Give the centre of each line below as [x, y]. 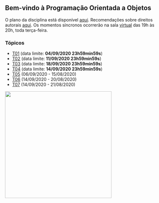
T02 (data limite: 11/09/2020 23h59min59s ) [57, 59]
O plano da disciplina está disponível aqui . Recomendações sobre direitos [79, 20]
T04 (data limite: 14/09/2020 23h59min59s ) [57, 69]
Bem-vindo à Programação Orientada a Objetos [78, 8]
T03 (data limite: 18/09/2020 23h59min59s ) [57, 64]
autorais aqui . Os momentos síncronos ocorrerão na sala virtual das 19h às [80, 25]
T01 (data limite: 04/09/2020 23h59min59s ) [57, 54]
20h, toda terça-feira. [26, 30]
